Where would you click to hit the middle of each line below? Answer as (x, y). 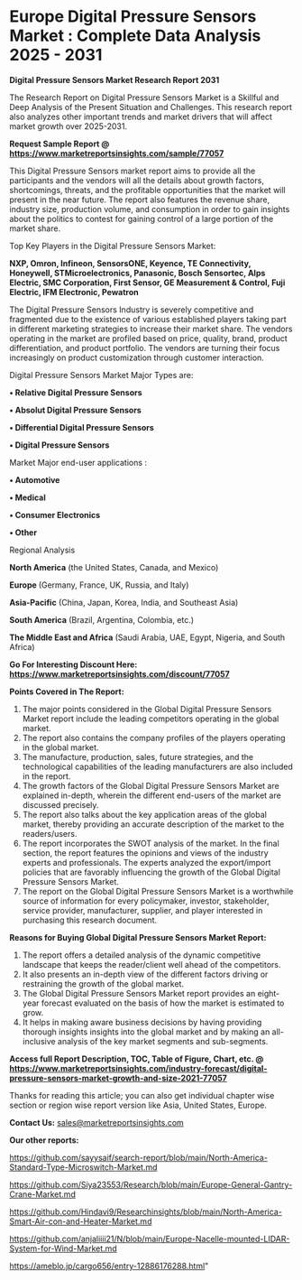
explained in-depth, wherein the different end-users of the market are (151, 795)
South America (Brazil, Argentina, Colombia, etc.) (102, 619)
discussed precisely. (60, 804)
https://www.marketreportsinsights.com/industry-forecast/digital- (138, 1068)
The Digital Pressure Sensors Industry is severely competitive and (132, 310)
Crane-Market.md (43, 1194)
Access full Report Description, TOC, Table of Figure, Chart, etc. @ (137, 1059)
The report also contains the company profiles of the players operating (154, 737)
